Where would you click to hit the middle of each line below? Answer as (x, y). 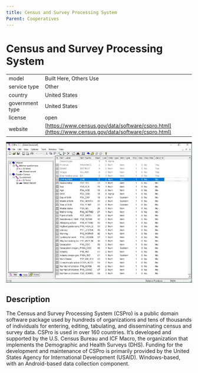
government (23, 103)
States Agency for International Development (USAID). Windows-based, (93, 358)
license (17, 117)
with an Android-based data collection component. (68, 364)
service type (24, 87)
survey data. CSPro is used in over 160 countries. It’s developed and (89, 332)
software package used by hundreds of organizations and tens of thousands (99, 320)
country (18, 95)
